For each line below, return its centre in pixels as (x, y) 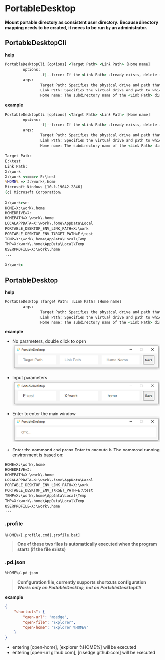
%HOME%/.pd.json (22, 573)
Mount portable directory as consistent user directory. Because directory (82, 22)
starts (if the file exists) (41, 549)
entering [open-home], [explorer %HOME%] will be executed (74, 647)
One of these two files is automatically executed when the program (87, 544)
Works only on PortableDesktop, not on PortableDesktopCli (79, 587)
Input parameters (30, 377)
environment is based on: (38, 455)
